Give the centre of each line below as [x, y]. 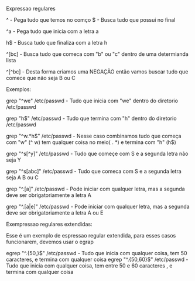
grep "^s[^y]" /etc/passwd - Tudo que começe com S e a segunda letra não [97, 153]
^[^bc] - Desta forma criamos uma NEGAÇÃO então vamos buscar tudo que [97, 72]
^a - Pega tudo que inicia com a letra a [52, 31]
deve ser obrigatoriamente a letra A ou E [55, 213]
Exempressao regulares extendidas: [49, 224]
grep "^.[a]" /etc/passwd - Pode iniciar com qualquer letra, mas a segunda [96, 189]
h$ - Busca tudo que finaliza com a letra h [57, 43]
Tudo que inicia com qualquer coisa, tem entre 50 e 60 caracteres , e [89, 266]
